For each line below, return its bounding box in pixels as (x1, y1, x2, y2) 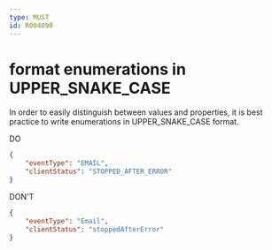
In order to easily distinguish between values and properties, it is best (9, 107, 263, 117)
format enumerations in (9, 59, 186, 80)
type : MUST (9, 12, 50, 22)
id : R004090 (9, 21, 53, 30)
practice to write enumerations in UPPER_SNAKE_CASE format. (9, 117, 239, 127)
